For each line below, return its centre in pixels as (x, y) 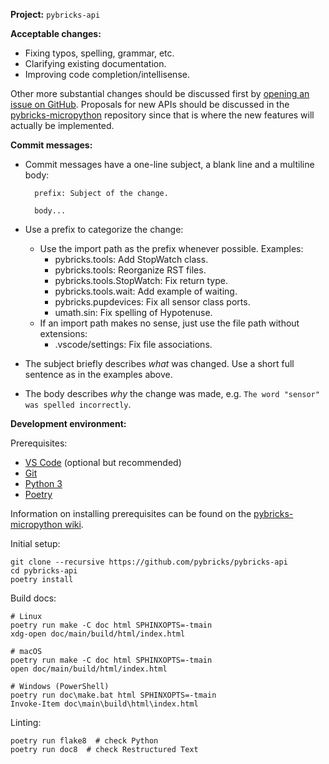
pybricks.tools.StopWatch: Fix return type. (141, 280)
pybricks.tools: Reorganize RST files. (130, 270)
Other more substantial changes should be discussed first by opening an (160, 93)
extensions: (63, 333)
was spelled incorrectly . (78, 404)
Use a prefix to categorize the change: (104, 229)
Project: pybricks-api (55, 14)
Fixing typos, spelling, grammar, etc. (99, 53)
